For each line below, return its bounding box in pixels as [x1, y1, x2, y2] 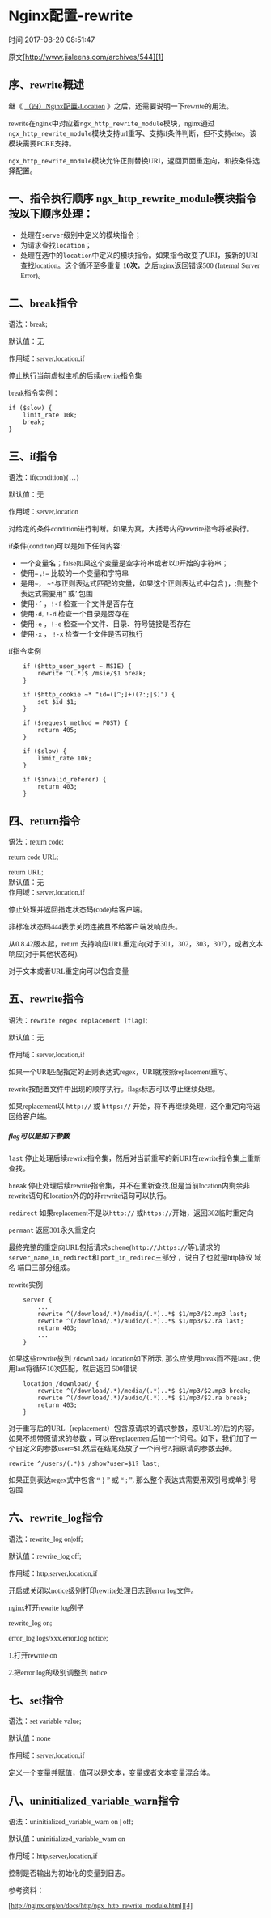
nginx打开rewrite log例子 [8, 1603, 84, 1612]
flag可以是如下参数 [8, 1133, 70, 1141]
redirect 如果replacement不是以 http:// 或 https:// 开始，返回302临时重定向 [8, 1209, 255, 1217]
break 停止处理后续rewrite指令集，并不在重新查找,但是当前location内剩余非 [8, 1181, 251, 1190]
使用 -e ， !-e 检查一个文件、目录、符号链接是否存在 [19, 620, 192, 629]
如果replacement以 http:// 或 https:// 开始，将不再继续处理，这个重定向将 [8, 1102, 253, 1111]
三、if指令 [8, 450, 58, 463]
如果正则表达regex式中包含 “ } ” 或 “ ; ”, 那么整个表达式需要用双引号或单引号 [8, 1476, 257, 1484]
